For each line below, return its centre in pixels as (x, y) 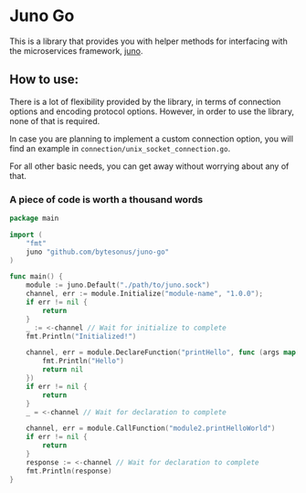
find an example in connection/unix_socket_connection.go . (120, 148)
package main (34, 219)
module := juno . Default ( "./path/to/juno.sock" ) (118, 285)
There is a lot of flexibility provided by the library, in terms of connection (145, 101)
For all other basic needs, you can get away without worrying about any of (149, 166)
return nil (63, 370)
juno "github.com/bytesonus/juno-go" (98, 252)
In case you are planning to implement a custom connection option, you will (152, 139)
